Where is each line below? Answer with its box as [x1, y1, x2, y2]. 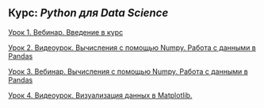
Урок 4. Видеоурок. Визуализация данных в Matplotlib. [8, 91, 193, 100]
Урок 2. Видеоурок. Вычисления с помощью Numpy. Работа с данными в [8, 43, 256, 52]
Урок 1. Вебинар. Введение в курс [8, 27, 124, 37]
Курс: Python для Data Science [8, 6, 169, 20]
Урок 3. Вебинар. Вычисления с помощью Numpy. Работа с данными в [8, 67, 248, 76]
